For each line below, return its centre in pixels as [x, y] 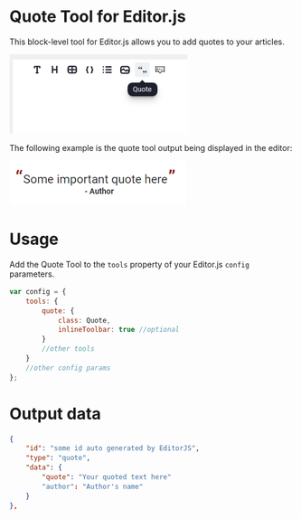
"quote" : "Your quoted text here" [107, 477]
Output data [55, 414]
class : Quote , [84, 320]
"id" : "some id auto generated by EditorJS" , [113, 448]
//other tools [68, 349]
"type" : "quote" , [58, 458]
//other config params [68, 368]
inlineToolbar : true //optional [118, 330]
